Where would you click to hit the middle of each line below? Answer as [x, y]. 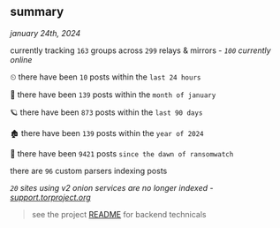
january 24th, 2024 [45, 33]
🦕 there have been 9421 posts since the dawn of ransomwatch [122, 153]
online [21, 59]
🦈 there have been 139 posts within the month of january [113, 95]
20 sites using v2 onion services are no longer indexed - [112, 187]
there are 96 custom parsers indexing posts [89, 171]
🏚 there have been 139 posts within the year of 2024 [107, 133]
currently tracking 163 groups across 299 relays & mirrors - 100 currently [141, 50]
